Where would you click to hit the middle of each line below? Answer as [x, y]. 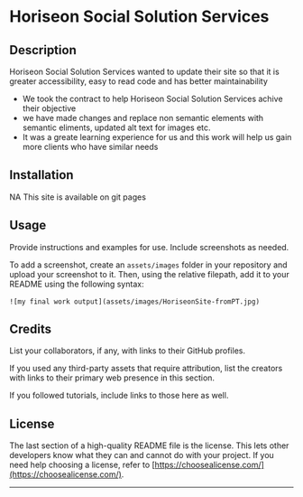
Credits [31, 329]
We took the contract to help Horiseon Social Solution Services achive [152, 98]
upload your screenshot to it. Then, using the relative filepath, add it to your [150, 274]
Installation [41, 175]
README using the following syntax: [77, 284]
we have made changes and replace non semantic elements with [143, 118]
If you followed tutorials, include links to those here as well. [119, 396]
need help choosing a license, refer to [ [82, 465]
